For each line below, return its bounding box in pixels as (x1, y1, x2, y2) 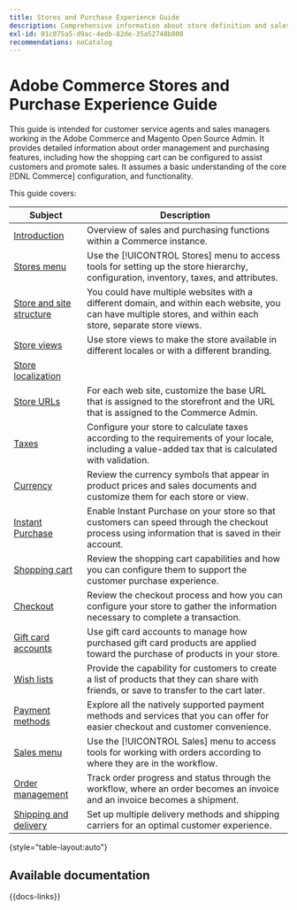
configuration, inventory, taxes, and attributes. (87, 272, 278, 284)
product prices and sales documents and (87, 480, 257, 492)
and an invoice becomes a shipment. (87, 794, 239, 806)
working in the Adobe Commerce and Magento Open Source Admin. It (9, 134, 265, 144)
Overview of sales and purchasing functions (87, 224, 270, 236)
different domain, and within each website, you (87, 297, 281, 310)
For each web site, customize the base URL (87, 384, 267, 397)
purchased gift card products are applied (87, 636, 256, 649)
